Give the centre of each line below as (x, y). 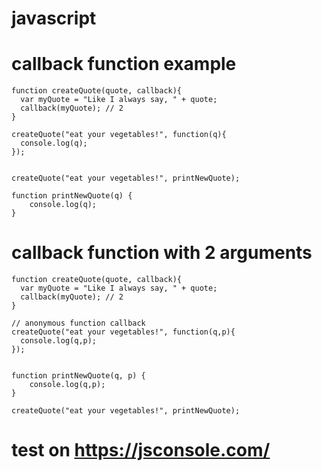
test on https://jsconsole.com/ (141, 450)
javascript (54, 18)
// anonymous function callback (78, 323)
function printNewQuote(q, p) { (78, 376)
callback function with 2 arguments (162, 253)
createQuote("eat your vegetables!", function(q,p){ (123, 332)
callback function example (124, 64)
